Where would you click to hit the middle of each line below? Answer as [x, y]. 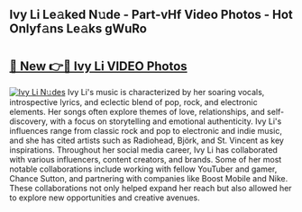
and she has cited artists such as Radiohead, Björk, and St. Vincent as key [146, 140]
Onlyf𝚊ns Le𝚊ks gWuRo [78, 29]
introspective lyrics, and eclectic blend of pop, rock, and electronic [134, 102]
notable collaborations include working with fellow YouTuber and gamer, [143, 169]
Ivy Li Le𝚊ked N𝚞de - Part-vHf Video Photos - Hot [151, 15]
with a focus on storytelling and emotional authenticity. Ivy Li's [165, 121]
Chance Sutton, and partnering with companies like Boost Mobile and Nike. [149, 178]
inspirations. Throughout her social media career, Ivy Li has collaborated [143, 150]
